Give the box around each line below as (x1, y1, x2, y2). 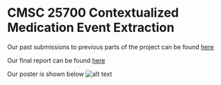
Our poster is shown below (7, 70, 85, 78)
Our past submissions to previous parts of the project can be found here (7, 42, 214, 51)
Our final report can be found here (7, 56, 106, 64)
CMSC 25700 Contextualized (7, 5, 179, 21)
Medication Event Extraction (7, 20, 175, 36)
